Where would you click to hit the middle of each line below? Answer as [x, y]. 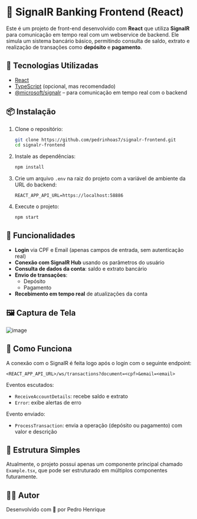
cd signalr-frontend [40, 145]
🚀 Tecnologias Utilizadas [52, 66]
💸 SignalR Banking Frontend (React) [95, 12]
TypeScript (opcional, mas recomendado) [65, 86]
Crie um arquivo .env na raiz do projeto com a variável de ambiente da [100, 179]
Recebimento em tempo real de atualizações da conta [81, 294]
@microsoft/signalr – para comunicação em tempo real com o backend [101, 92]
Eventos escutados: [30, 385]
